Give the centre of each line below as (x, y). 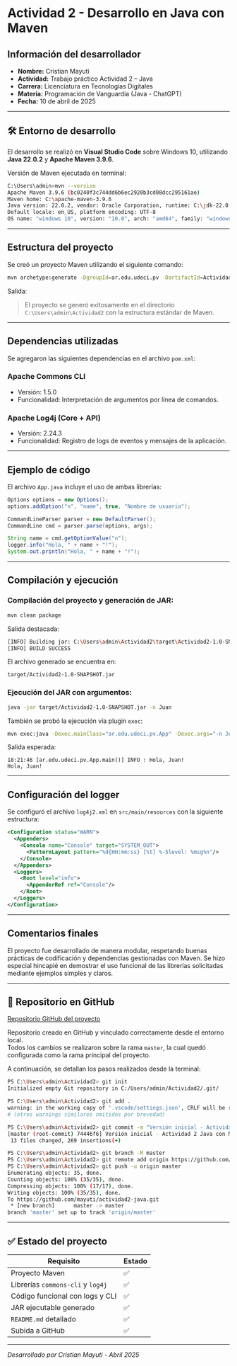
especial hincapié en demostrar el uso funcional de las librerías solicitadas (115, 965)
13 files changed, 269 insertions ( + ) (66, 1140)
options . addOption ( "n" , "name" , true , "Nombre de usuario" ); (99, 506)
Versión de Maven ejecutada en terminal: (67, 173)
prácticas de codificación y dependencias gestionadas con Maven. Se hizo (116, 958)
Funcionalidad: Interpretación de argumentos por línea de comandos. (118, 399)
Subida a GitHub (38, 1331)
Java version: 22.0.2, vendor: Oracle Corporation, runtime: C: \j (107, 206)
